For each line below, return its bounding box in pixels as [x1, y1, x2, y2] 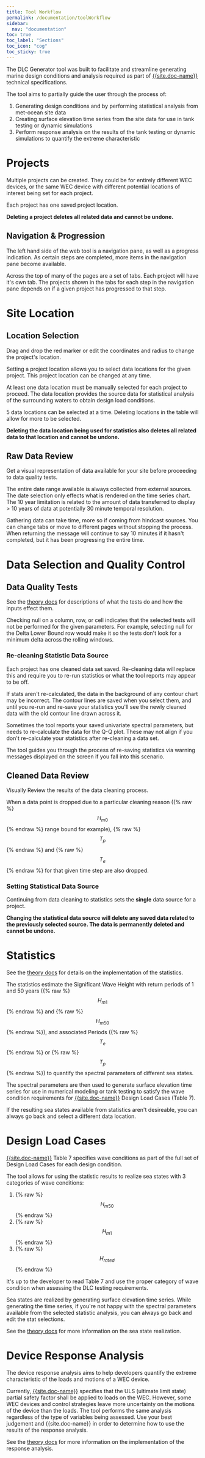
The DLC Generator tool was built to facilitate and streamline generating [6, 65, 187, 73]
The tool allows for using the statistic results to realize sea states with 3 [6, 1172, 186, 1180]
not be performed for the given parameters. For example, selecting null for [6, 623, 193, 631]
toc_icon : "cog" [6, 43, 48, 50]
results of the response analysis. [6, 1426, 88, 1434]
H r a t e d [99, 1254, 115, 1264]
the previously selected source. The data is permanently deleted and [6, 921, 185, 928]
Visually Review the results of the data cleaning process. [6, 786, 149, 794]
